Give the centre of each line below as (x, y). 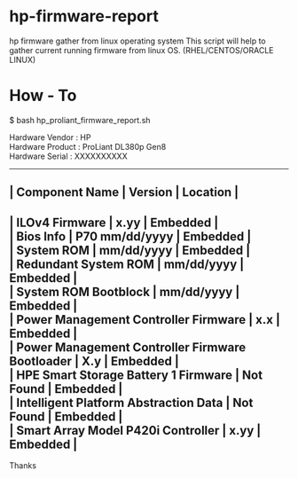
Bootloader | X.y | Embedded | (94, 361)
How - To (43, 96)
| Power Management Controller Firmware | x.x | (145, 320)
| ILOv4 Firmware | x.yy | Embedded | (114, 222)
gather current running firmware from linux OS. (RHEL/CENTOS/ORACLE (141, 50)
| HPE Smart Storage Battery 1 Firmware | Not (136, 375)
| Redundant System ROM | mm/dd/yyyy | (127, 264)
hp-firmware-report (84, 16)
